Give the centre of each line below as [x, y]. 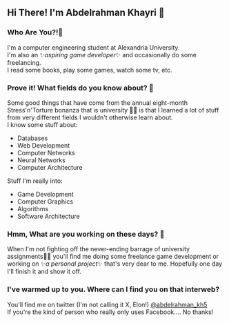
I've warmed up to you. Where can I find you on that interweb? [113, 289]
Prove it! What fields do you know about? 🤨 [80, 88]
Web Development [43, 145]
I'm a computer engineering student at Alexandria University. [93, 47]
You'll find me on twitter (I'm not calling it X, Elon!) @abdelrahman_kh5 [107, 304]
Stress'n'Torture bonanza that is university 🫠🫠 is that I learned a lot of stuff [113, 110]
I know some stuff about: [42, 124]
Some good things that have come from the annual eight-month [98, 102]
